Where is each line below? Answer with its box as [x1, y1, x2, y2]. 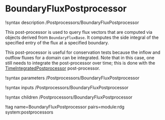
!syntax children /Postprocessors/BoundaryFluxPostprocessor [5, 94, 133, 100]
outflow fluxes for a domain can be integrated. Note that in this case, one [5, 54, 155, 60]
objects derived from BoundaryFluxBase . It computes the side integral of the [5, 34, 159, 40]
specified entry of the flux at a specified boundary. [5, 39, 109, 45]
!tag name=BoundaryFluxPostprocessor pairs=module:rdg [5, 104, 125, 110]
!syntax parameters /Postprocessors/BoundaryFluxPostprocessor [5, 75, 140, 81]
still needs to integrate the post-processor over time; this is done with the [5, 60, 156, 66]
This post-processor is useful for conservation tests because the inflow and [5, 49, 161, 55]
